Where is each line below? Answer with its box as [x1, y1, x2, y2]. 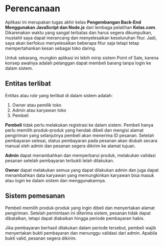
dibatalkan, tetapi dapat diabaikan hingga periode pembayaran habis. [5, 215, 145, 221]
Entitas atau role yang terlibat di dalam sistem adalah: [5, 92, 113, 98]
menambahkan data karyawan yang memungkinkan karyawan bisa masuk [5, 172, 154, 178]
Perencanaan [5, 3, 60, 14]
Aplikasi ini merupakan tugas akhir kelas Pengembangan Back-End [5, 19, 141, 25]
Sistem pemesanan [5, 192, 65, 200]
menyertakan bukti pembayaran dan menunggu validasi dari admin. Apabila [5, 230, 158, 236]
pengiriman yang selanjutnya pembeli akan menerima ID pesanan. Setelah [5, 132, 154, 138]
